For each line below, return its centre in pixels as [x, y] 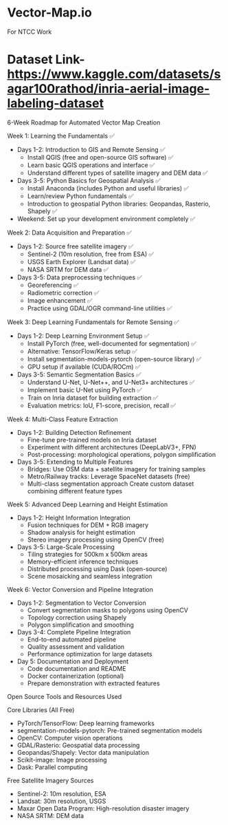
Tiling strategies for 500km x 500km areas [87, 554]
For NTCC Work [30, 32]
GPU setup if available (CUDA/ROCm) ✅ [84, 367]
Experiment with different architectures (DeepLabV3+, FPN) [112, 447]
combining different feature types [75, 491]
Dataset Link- [46, 60]
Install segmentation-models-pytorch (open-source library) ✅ [114, 358]
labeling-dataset [56, 104]
